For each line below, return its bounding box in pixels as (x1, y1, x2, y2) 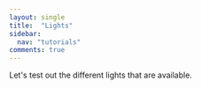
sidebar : (9, 29, 42, 38)
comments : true (9, 46, 66, 55)
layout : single (9, 12, 66, 22)
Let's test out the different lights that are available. (9, 70, 193, 80)
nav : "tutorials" (17, 37, 81, 47)
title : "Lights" (9, 21, 73, 30)
